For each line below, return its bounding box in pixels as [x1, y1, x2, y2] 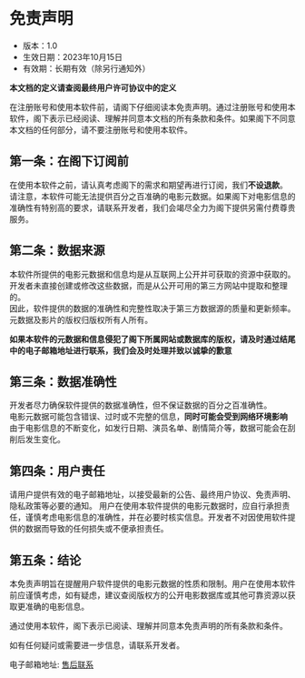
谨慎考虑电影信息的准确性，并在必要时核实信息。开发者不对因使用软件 [25, 511, 288, 523]
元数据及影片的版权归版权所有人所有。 [9, 314, 152, 325]
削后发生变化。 [9, 434, 65, 445]
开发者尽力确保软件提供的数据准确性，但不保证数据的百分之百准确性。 [9, 400, 272, 410]
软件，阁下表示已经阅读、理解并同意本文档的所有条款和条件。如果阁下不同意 [9, 113, 296, 124]
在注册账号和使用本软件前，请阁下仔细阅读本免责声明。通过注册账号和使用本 [9, 101, 296, 112]
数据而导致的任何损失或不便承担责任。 [25, 523, 169, 534]
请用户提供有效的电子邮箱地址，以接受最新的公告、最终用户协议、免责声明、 [9, 489, 296, 501]
